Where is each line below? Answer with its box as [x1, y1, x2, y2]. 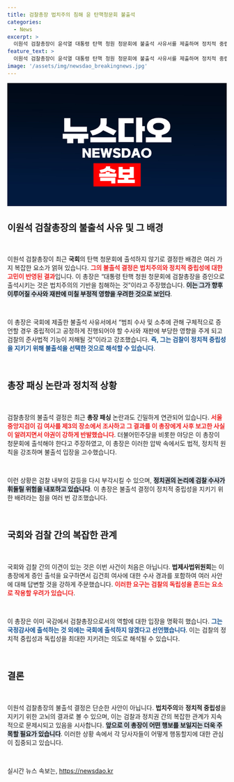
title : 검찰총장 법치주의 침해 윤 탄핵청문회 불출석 [7, 11, 136, 18]
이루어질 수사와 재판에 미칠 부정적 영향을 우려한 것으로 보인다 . [7, 289, 173, 298]
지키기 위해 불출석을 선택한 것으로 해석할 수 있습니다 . [14, 344, 155, 353]
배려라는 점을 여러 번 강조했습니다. [14, 493, 108, 502]
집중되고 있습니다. [14, 738, 63, 747]
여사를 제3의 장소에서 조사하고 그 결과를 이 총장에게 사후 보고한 [43, 422, 212, 430]
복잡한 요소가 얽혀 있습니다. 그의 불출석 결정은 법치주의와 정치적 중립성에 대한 [14, 264, 223, 272]
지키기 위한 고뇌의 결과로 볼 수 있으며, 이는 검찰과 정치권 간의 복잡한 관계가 [7, 712, 210, 720]
